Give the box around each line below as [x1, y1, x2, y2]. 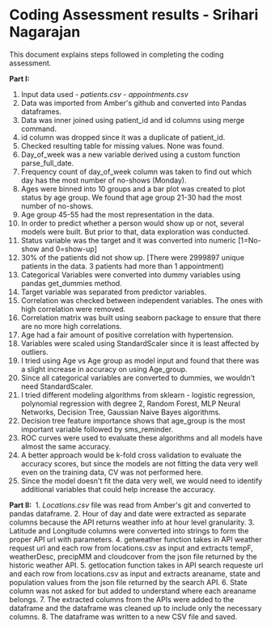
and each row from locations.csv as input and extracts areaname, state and [9, 568, 261, 579]
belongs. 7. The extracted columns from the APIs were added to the [9, 594, 235, 604]
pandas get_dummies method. [20, 278, 122, 288]
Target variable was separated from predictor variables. [20, 287, 207, 297]
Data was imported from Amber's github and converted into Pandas [20, 98, 247, 107]
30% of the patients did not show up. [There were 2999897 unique [20, 252, 245, 262]
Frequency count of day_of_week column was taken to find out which [20, 166, 252, 176]
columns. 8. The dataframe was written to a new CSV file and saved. [9, 612, 238, 622]
